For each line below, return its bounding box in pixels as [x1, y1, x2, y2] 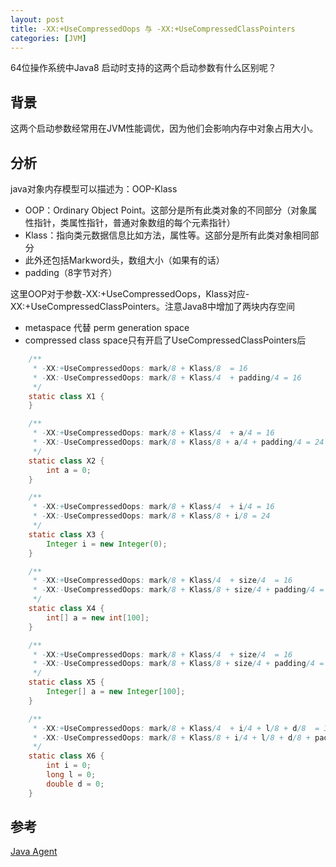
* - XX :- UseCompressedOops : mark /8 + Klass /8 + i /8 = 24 [32, 511, 271, 521]
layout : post [10, 14, 65, 25]
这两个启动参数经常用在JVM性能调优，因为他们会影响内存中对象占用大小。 [10, 122, 319, 135]
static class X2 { [28, 456, 105, 466]
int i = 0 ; [46, 761, 92, 771]
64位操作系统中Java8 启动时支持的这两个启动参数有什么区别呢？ [10, 62, 277, 74]
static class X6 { [28, 751, 105, 761]
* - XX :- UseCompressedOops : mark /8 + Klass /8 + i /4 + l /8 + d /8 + [32, 732, 311, 743]
